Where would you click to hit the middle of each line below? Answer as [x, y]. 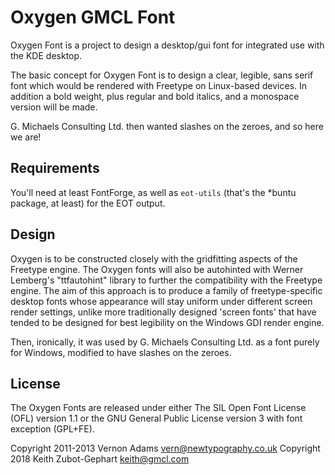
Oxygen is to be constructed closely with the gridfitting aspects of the [154, 258]
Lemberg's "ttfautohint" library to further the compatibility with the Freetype [166, 280]
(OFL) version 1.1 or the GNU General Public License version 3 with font [156, 418]
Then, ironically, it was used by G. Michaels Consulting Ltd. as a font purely [165, 342]
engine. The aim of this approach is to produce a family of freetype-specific [166, 290]
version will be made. [54, 107]
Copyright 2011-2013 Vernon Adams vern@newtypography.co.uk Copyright [165, 448]
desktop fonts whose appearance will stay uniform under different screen [161, 301]
